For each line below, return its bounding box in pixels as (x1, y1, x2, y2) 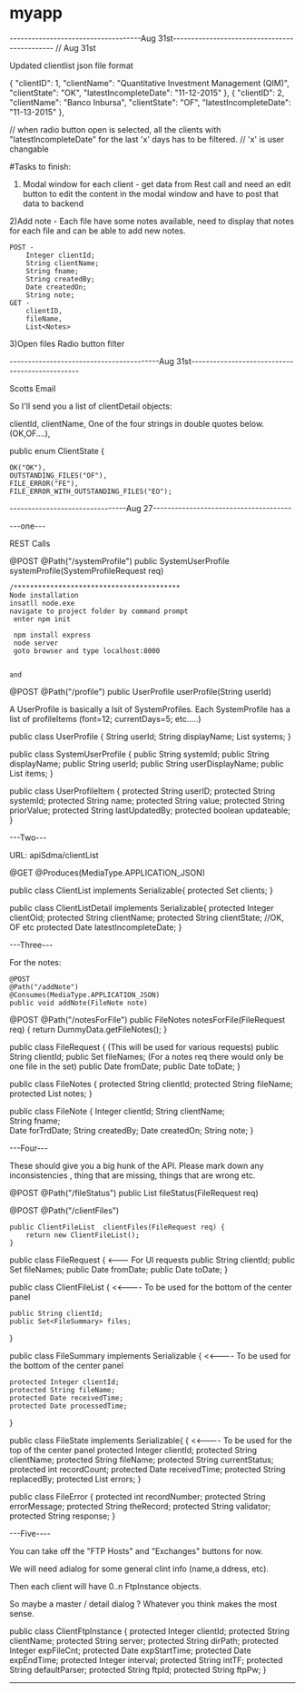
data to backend (22, 198, 84, 209)
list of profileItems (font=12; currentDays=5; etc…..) (9, 713, 202, 724)
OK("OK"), (9, 462, 47, 472)
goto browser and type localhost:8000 (13, 646, 161, 656)
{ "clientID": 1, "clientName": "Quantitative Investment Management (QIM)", (9, 77, 290, 88)
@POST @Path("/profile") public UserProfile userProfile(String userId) (9, 686, 272, 697)
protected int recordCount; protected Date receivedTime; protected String (9, 1463, 286, 1474)
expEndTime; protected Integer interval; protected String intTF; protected (9, 1654, 283, 1665)
